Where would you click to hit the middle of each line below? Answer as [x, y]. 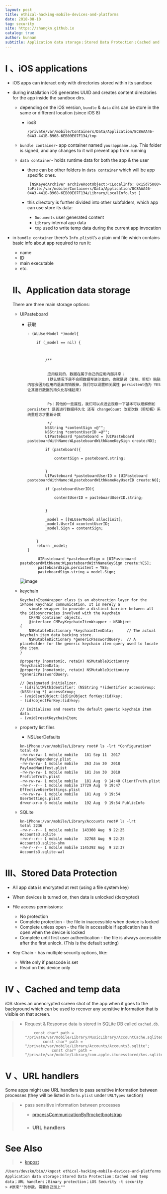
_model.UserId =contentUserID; [78, 524]
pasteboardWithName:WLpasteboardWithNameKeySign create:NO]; [92, 441]
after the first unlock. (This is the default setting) [69, 943]
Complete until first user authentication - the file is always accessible [90, 937]
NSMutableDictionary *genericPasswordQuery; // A [82, 639]
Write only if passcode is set [49, 962]
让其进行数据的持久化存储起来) [54, 390]
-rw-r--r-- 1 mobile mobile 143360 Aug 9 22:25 [72, 830]
